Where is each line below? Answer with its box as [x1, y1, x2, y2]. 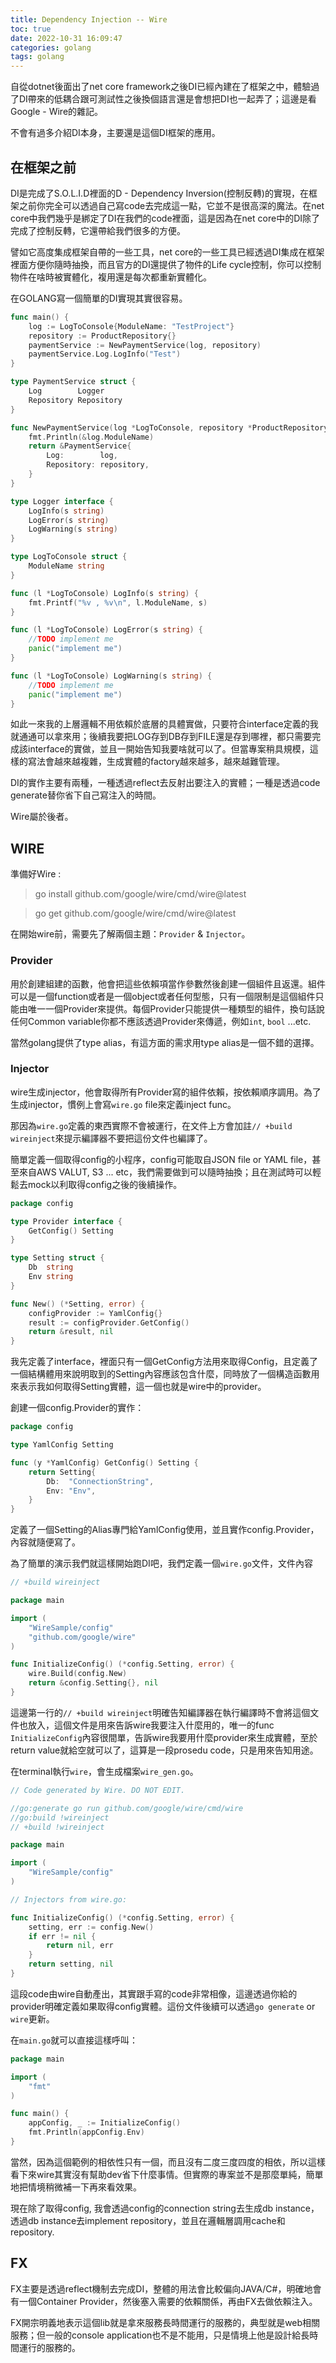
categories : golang [10, 42, 92, 53]
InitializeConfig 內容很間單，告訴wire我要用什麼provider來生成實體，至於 [10, 1731, 318, 1743]
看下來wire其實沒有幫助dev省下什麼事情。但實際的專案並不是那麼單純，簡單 [10, 2168, 324, 2180]
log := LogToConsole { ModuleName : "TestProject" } [28, 321, 235, 331]
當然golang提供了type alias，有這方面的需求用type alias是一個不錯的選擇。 [10, 1036, 320, 1048]
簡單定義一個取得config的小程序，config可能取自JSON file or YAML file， [10, 1153, 313, 1165]
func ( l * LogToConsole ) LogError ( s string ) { [10, 625, 203, 635]
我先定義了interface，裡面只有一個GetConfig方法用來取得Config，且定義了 [10, 1356, 319, 1368]
